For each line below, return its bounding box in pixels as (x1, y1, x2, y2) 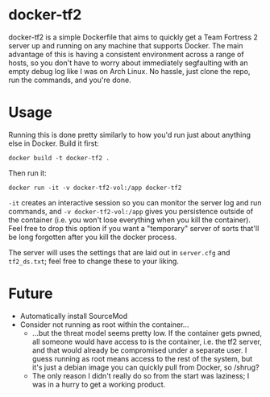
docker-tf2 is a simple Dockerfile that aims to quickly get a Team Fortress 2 (8, 32, 258, 42)
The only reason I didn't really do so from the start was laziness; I (31, 370, 250, 380)
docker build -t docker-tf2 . (8, 154, 110, 162)
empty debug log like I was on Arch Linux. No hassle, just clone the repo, (8, 66, 251, 76)
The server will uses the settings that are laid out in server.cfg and (8, 247, 231, 257)
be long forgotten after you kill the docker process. (8, 232, 177, 242)
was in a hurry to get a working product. (31, 379, 166, 389)
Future (8, 284, 54, 303)
